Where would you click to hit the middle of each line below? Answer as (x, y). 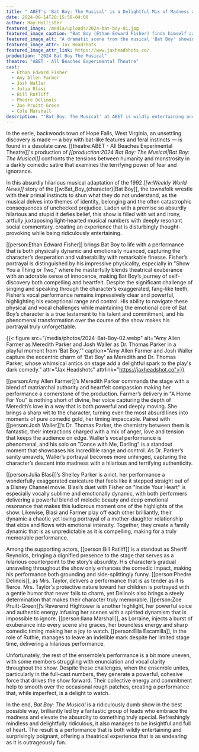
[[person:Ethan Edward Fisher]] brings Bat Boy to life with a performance (95, 245)
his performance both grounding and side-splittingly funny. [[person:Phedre (99, 575)
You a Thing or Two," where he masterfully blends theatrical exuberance (94, 270)
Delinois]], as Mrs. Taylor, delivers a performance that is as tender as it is (95, 581)
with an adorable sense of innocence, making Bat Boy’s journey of (87, 276)
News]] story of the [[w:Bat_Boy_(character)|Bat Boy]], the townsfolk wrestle (99, 189)
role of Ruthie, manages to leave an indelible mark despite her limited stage (98, 637)
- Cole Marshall (31, 111)
